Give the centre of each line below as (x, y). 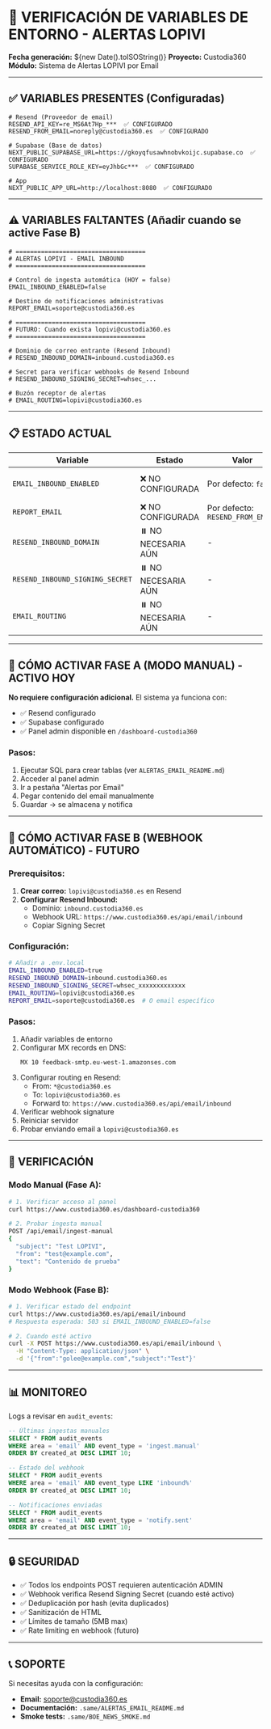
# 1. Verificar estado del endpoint (70, 1306)
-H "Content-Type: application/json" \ (83, 1351)
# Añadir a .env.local (46, 963)
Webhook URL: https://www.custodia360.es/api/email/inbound (138, 917)
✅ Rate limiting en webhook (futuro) (79, 1630)
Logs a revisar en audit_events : (60, 1416)
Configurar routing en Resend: (70, 1078)
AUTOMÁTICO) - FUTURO (74, 850)
